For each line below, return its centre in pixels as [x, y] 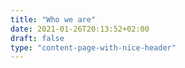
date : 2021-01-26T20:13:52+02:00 [80, 29]
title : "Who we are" [53, 19]
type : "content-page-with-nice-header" [93, 47]
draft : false [37, 38]
